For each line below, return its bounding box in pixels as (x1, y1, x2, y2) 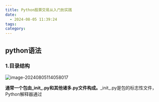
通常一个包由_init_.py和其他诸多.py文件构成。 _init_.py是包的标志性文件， (5, 84, 157, 91)
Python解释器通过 (5, 91, 42, 97)
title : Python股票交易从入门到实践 (5, 7, 72, 13)
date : (5, 12, 17, 17)
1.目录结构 (5, 63, 30, 70)
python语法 (5, 46, 42, 55)
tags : (5, 21, 17, 27)
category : (5, 26, 26, 31)
